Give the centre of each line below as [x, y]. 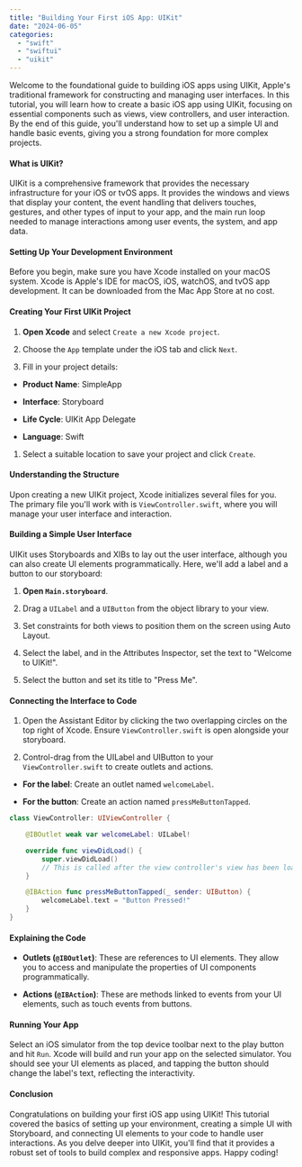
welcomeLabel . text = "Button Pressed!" [116, 901]
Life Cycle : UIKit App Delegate [79, 419]
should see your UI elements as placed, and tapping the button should [139, 1063]
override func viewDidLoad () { [84, 851]
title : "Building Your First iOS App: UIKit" [96, 18]
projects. [26, 142]
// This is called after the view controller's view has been [160, 867]
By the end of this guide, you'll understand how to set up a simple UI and [144, 123]
